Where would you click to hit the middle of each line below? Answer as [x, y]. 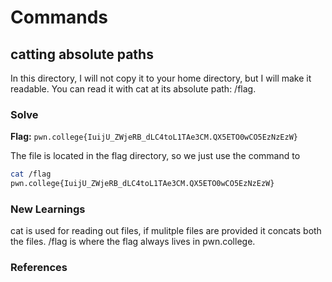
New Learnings [48, 209]
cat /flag [31, 174]
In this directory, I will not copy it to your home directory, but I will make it [161, 78]
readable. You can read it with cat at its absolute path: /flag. [133, 89]
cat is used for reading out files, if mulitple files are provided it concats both [166, 231]
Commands [59, 17]
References [39, 268]
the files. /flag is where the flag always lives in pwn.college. [133, 242]
